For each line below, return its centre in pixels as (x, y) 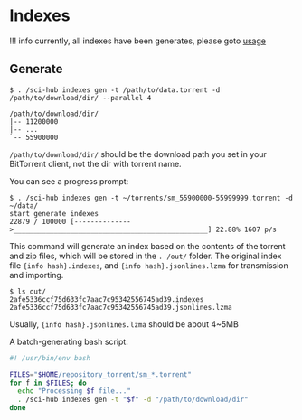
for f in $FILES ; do (48, 383)
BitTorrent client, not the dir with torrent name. (96, 163)
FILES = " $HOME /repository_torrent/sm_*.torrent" (101, 374)
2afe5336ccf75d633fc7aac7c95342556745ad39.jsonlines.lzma (121, 307)
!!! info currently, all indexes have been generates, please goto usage (138, 41)
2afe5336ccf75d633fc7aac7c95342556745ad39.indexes (107, 299)
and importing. (37, 275)
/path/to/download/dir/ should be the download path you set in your (138, 154)
